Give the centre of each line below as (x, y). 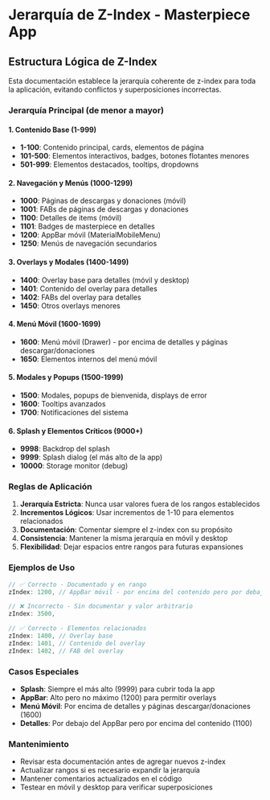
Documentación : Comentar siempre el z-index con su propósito (126, 530)
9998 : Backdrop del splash (65, 449)
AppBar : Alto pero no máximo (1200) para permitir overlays (118, 698)
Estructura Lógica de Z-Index (83, 62)
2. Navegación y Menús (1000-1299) (71, 183)
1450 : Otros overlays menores (70, 305)
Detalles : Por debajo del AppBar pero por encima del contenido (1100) (136, 724)
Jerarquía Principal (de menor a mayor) (86, 110)
